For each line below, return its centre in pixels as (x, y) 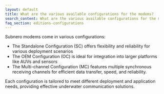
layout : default (21, 9)
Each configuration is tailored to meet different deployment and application (80, 81)
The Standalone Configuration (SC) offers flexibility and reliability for (81, 46)
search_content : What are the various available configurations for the (81, 18)
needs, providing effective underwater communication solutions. (70, 86)
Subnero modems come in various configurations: (55, 37)
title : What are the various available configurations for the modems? (79, 14)
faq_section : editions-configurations (44, 23)
